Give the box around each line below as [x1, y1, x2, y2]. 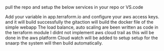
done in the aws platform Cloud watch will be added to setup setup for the [5, 35, 158, 41]
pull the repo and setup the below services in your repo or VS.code [5, 4, 143, 10]
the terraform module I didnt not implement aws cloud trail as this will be [5, 30, 154, 35]
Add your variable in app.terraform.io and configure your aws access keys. [5, 14, 159, 19]
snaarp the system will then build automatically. [5, 40, 103, 46]
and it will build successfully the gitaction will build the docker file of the [5, 19, 153, 25]
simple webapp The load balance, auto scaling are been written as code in [5, 24, 158, 30]
